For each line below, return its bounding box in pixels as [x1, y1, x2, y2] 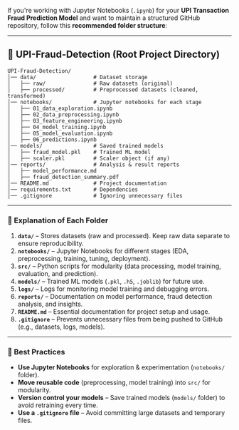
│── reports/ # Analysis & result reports [7, 160, 180, 168]
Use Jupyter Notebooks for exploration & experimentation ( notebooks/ [17, 363, 225, 372]
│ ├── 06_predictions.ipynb [7, 135, 97, 143]
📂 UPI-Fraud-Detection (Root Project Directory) [7, 48, 221, 61]
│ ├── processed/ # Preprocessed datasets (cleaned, [7, 86, 199, 93]
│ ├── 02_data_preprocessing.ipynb [7, 111, 119, 118]
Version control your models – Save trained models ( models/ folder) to [17, 394, 225, 402]
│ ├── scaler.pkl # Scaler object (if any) [7, 155, 171, 162]
